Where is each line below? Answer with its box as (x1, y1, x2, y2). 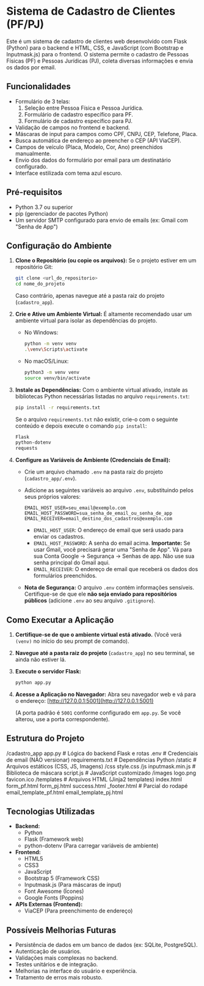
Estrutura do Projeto (6, 734, 85, 744)
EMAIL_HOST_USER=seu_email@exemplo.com (24, 505, 126, 511)
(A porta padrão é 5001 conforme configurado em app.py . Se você (15, 709, 181, 716)
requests (15, 446, 38, 452)
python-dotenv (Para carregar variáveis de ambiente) (24, 842, 159, 849)
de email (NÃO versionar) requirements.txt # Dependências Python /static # (6, 756, 197, 764)
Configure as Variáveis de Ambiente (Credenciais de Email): (15, 457, 171, 464)
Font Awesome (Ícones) (24, 887, 84, 895)
